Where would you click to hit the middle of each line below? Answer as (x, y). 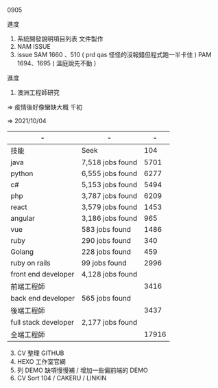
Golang (22, 252)
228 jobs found (106, 252)
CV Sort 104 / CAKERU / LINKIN (62, 378)
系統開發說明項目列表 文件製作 (60, 39)
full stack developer (42, 322)
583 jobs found (106, 229)
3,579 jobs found (109, 207)
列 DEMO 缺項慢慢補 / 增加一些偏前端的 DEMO (83, 370)
